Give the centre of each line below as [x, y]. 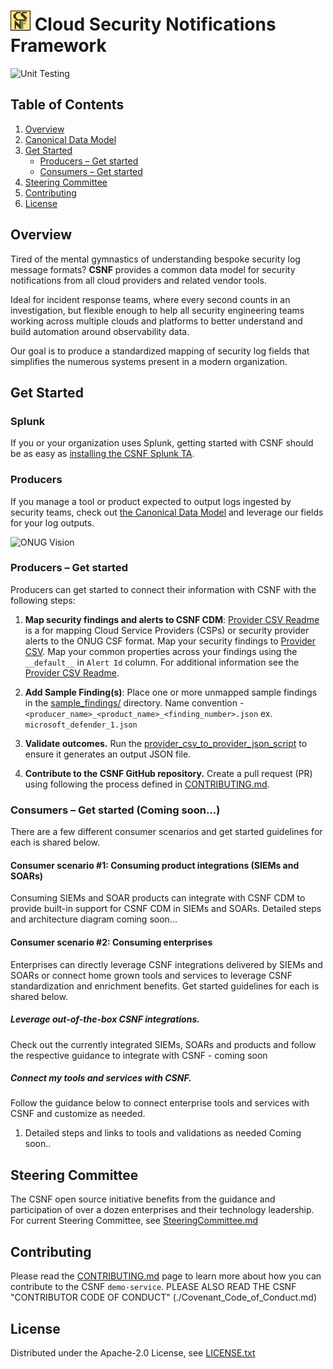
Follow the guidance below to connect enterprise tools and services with [160, 1103]
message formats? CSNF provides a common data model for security [153, 269]
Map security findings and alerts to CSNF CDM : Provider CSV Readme [172, 619]
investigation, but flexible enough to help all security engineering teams [157, 310]
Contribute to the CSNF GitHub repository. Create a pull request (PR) [168, 773]
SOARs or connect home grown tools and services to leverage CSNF [151, 975]
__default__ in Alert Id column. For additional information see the [162, 662]
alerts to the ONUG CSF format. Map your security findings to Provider [170, 641]
